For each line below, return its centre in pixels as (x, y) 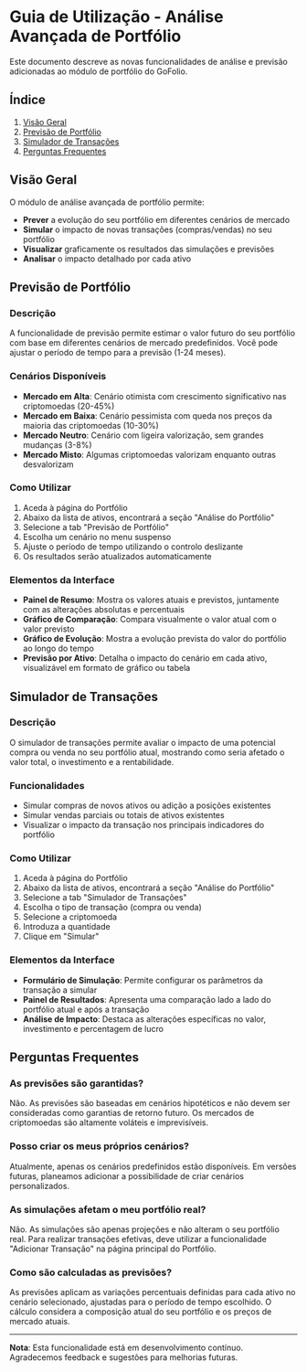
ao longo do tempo (58, 649)
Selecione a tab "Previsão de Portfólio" (96, 526)
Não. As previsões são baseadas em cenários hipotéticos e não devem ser (150, 1103)
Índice (27, 100)
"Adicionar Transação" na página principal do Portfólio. (113, 1249)
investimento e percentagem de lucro (93, 1028)
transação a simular (60, 990)
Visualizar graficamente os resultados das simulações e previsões (148, 249)
